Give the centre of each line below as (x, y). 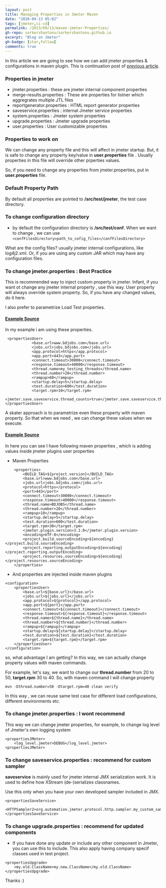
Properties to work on (32, 139)
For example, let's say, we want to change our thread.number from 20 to (80, 672)
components (21, 833)
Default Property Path (32, 188)
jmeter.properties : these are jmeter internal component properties (80, 89)
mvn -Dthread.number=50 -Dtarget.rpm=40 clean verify (62, 687)
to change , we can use (36, 233)
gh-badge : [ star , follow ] (31, 42)
